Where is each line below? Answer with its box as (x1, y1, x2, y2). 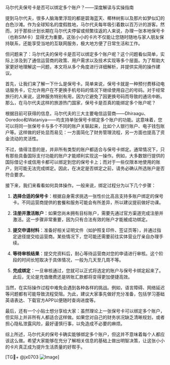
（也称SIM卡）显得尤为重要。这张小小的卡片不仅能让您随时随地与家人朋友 (5, 34, 160, 40)
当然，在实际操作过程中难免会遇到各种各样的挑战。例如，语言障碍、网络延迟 (5, 285, 165, 290)
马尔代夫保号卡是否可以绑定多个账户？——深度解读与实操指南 (5, 5, 134, 10)
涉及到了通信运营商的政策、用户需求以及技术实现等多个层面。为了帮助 (14, 58, 160, 63)
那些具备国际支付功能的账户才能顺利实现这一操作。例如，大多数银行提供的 (9, 153, 165, 159)
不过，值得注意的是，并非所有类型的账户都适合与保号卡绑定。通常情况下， (5, 146, 160, 152)
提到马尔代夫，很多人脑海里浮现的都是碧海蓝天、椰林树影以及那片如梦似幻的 (5, 15, 165, 21)
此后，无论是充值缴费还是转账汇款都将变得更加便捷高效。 (12, 274, 133, 280)
